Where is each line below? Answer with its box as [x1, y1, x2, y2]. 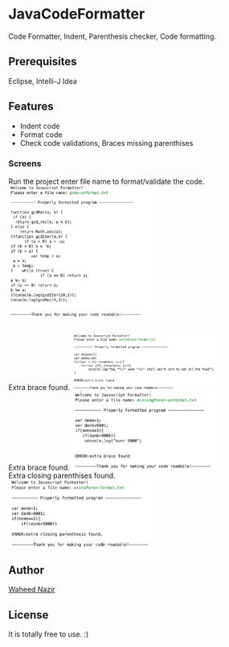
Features [8, 100, 54, 114]
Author [8, 563, 44, 577]
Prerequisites [8, 55, 77, 68]
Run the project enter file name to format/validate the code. [8, 176, 205, 186]
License [8, 608, 49, 621]
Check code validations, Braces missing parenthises [19, 138, 194, 147]
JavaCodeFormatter [8, 5, 145, 23]
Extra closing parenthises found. [8, 471, 116, 480]
